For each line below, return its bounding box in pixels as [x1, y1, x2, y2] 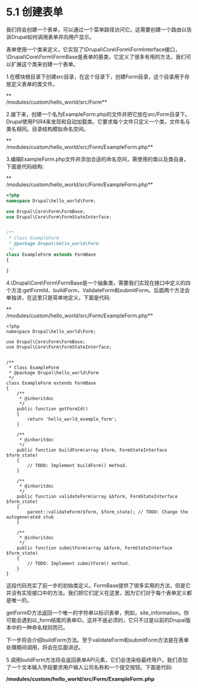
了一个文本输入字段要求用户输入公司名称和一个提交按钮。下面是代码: [6, 663, 173, 670]
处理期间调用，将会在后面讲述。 [6, 643, 84, 651]
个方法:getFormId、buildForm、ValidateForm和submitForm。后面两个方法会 [6, 286, 190, 293]
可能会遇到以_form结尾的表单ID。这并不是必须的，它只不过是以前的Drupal [6, 616, 186, 623]
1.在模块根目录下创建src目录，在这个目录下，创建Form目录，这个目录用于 [6, 73, 185, 80]
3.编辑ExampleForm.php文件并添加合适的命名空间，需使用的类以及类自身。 [6, 156, 189, 163]
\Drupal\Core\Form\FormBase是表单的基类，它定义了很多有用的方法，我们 [6, 53, 187, 60]
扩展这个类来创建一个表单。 [11, 60, 78, 68]
